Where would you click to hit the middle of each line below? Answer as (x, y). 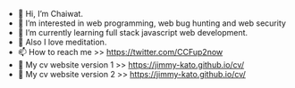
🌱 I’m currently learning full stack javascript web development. (133, 32)
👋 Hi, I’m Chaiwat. (50, 14)
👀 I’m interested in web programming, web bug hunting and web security (152, 23)
